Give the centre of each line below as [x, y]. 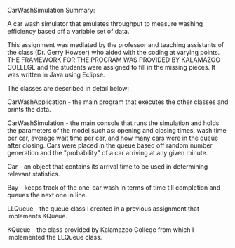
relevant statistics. [34, 174]
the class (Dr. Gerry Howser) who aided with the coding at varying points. [114, 52]
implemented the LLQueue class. [55, 237]
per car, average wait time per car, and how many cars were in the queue [113, 138]
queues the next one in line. [47, 195]
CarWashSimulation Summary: [51, 10]
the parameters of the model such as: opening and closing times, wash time [117, 130]
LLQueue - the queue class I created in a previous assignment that [103, 209]
